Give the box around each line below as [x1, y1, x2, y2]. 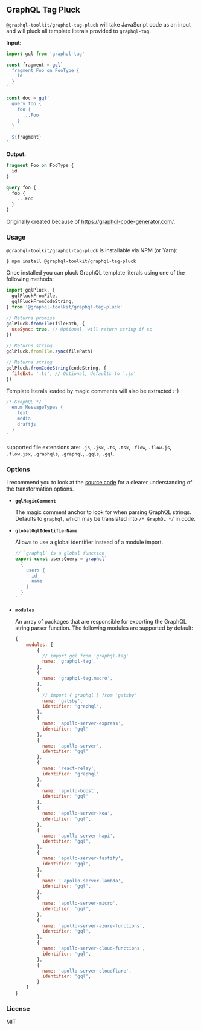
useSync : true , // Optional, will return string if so [11, 326, 153, 332]
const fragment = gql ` [6, 62, 63, 68]
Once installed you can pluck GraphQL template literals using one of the [6, 269, 185, 276]
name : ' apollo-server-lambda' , [42, 878, 124, 884]
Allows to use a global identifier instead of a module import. [14, 538, 164, 546]
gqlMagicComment [14, 498, 56, 504]
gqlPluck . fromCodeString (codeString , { [6, 365, 107, 371]
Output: [6, 151, 26, 158]
